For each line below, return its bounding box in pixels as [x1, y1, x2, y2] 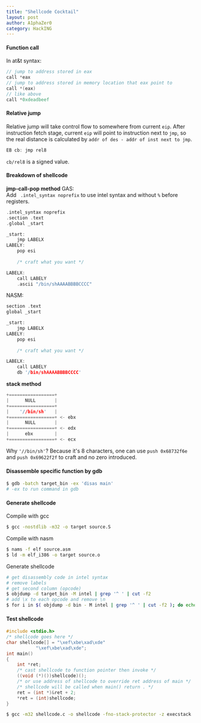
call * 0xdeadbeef [6, 96, 50, 102]
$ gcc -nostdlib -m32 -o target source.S [6, 524, 111, 530]
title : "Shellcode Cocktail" [6, 8, 79, 15]
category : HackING [6, 25, 52, 32]
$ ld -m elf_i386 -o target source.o [6, 552, 100, 558]
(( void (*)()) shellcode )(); [17, 673, 87, 679]
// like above [6, 91, 42, 97]
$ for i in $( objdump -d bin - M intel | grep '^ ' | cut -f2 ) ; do [6, 602, 184, 608]
